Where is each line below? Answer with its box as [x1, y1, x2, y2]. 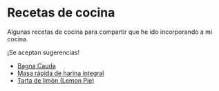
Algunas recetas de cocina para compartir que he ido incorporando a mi [7, 28, 213, 36]
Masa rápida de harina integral [17, 69, 105, 77]
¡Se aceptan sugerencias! [7, 48, 79, 57]
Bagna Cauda [17, 61, 57, 70]
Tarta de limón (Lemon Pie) [17, 76, 95, 84]
